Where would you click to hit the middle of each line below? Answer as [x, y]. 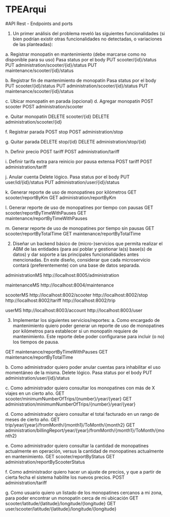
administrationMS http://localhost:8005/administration [62, 275]
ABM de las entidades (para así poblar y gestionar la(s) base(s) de [82, 249]
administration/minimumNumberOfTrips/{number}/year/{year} [71, 404]
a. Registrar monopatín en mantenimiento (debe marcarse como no [76, 54]
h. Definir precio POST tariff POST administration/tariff [63, 151]
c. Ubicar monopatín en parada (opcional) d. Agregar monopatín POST [79, 101]
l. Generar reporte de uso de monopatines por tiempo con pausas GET [79, 207]
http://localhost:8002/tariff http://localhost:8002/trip [60, 300]
